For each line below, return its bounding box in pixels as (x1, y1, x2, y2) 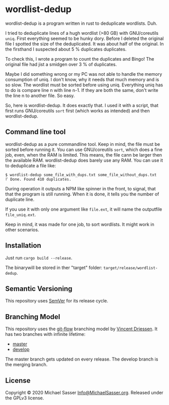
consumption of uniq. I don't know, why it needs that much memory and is (5, 76, 159, 82)
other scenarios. (5, 226, 39, 233)
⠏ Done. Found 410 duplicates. (5, 177, 72, 182)
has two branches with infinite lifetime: (5, 331, 86, 337)
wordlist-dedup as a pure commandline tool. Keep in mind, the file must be (5, 141, 160, 147)
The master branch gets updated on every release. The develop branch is (5, 356, 158, 362)
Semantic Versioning (5, 284, 73, 293)
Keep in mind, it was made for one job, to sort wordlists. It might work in (5, 221, 155, 227)
